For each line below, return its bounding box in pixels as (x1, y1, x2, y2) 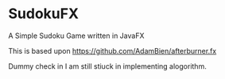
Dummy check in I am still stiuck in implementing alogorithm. (8, 61, 207, 71)
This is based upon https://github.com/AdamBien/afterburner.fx (8, 46, 217, 55)
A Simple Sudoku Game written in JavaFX (8, 31, 145, 40)
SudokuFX (8, 5, 80, 23)
